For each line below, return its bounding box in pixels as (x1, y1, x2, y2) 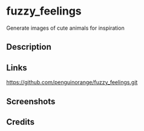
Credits (6, 116, 35, 127)
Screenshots (6, 96, 56, 107)
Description (6, 42, 51, 52)
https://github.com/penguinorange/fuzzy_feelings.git (6, 79, 138, 86)
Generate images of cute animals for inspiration (6, 24, 125, 32)
